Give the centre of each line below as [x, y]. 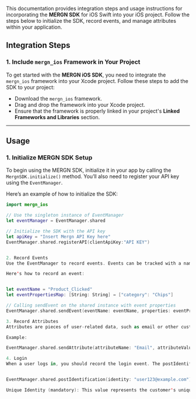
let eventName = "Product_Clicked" [49, 289]
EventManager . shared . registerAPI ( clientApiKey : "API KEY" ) [78, 242]
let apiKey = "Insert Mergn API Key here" [58, 237]
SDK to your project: [30, 87]
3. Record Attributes [32, 321]
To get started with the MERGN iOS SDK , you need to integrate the [86, 75]
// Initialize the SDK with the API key [56, 231]
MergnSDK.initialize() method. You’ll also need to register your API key [93, 176]
